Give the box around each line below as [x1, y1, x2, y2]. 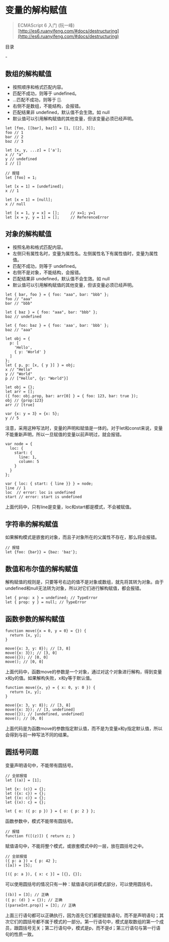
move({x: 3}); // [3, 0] [5, 651, 57, 656]
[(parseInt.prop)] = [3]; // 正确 [5, 903, 76, 908]
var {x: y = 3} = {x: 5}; [5, 411, 59, 416]
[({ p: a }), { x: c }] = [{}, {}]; [5, 871, 82, 876]
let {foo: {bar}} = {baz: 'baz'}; [5, 550, 78, 555]
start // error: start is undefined [5, 494, 82, 499]
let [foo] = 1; [5, 175, 37, 180]
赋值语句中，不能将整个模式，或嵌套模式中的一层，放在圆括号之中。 [5, 843, 146, 849]
